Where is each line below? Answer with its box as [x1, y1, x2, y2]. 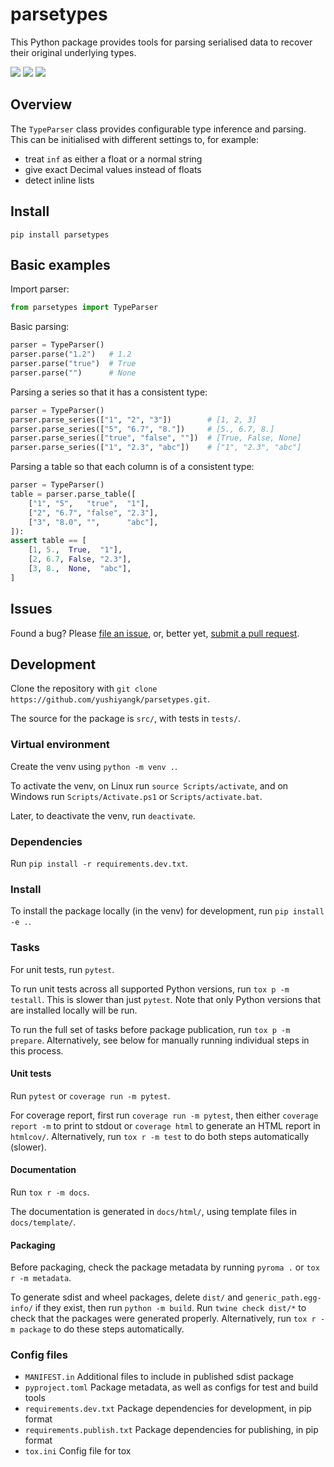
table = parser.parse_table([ [10, 489, 137, 499]
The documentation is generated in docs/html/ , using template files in [10, 1205, 297, 1217]
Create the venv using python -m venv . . [10, 760, 178, 772]
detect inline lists [24, 174, 95, 186]
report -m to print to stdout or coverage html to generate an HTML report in [10, 1119, 321, 1132]
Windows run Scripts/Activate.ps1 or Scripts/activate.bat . [10, 790, 263, 802]
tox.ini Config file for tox [24, 1445, 132, 1457]
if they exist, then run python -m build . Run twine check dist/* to [34, 1302, 307, 1314]
